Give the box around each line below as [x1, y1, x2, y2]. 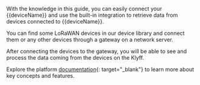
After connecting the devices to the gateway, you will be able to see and [6, 48, 187, 55]
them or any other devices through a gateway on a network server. [6, 36, 173, 43]
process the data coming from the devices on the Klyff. [6, 54, 145, 61]
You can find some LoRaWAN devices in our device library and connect [6, 30, 185, 37]
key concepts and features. [6, 72, 75, 79]
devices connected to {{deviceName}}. [6, 18, 105, 25]
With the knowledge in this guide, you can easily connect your [6, 5, 162, 12]
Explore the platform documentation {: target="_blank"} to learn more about [6, 66, 195, 73]
